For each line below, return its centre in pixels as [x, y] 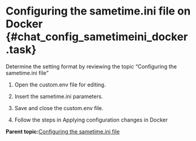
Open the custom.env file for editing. [60, 84]
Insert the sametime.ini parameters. [59, 96]
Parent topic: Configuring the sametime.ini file [63, 131]
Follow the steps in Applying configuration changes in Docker [91, 120]
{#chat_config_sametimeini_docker [97, 37]
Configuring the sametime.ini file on [98, 11]
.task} [21, 50]
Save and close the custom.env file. [59, 108]
